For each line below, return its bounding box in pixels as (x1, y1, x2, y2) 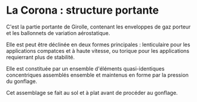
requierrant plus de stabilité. (6, 53, 75, 60)
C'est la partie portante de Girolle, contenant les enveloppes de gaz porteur (6, 23, 191, 30)
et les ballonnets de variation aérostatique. (6, 29, 110, 36)
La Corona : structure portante (6, 4, 159, 17)
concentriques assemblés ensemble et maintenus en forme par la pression (6, 71, 189, 78)
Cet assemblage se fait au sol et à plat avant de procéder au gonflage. (6, 89, 178, 96)
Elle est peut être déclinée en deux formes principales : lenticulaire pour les (6, 41, 190, 48)
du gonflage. (6, 78, 37, 85)
